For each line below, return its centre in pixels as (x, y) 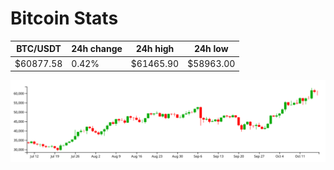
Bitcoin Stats (64, 18)
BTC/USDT (39, 49)
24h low (211, 49)
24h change (97, 49)
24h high (155, 49)
